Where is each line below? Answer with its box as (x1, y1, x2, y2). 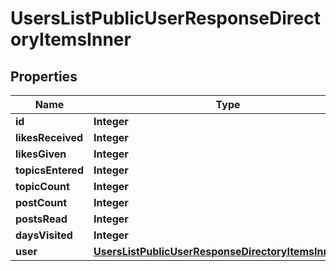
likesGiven (15, 147, 67, 161)
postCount (15, 196, 68, 209)
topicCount (15, 180, 70, 193)
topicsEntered (15, 163, 84, 177)
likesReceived (15, 131, 84, 144)
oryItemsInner (10, 28, 132, 51)
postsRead (15, 212, 68, 226)
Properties (10, 68, 78, 85)
